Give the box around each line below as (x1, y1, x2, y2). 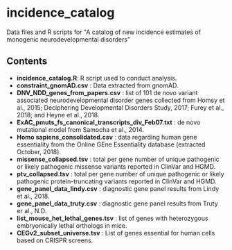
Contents (6, 56, 48, 67)
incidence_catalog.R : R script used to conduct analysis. (16, 74, 177, 82)
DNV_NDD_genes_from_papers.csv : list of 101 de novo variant (16, 88, 198, 97)
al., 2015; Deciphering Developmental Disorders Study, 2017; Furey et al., (16, 103, 224, 112)
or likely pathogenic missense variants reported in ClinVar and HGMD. (16, 162, 216, 171)
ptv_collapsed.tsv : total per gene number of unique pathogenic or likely (16, 169, 224, 178)
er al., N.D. (16, 206, 47, 215)
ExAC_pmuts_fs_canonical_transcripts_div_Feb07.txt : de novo (16, 118, 201, 126)
